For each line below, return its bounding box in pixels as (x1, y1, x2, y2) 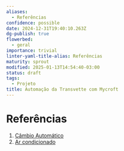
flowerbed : (6, 36, 33, 42)
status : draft (6, 70, 42, 76)
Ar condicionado (14, 138, 56, 145)
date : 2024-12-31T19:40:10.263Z (6, 25, 86, 32)
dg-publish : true (6, 31, 49, 37)
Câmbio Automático (14, 132, 64, 139)
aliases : (6, 8, 28, 15)
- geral (11, 42, 31, 48)
